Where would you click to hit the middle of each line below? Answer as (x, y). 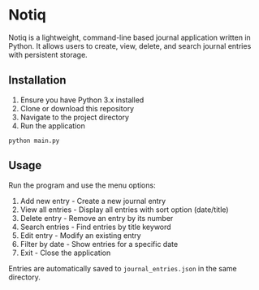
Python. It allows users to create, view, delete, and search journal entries (130, 45)
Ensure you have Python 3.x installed (82, 100)
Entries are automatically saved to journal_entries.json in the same (123, 268)
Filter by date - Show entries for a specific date (99, 244)
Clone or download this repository (77, 108)
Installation (37, 80)
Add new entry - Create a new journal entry (93, 201)
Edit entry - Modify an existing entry (80, 235)
